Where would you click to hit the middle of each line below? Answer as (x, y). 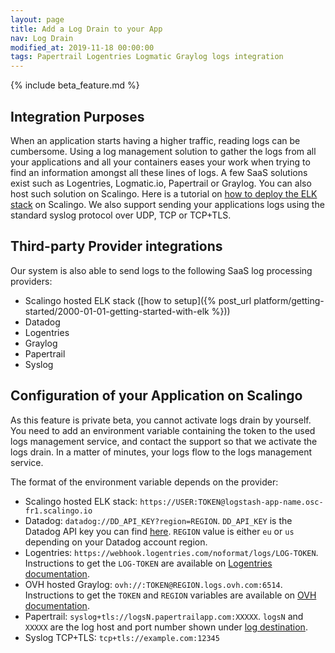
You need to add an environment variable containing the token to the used (163, 430)
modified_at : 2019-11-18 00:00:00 (82, 47)
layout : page (37, 19)
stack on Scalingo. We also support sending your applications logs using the (167, 204)
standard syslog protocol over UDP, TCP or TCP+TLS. (121, 215)
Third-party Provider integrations (116, 246)
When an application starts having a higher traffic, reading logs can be (155, 140)
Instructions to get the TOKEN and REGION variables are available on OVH (170, 595)
